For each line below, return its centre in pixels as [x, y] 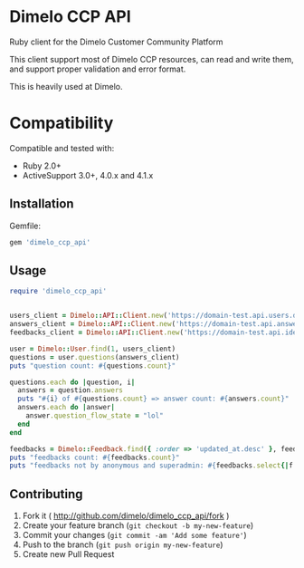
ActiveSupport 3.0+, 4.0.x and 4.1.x [88, 175]
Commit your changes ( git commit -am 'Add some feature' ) [134, 535]
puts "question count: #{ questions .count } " [93, 366]
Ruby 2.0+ [42, 166]
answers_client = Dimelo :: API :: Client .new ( [93, 324]
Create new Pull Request [68, 554]
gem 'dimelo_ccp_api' [50, 242]
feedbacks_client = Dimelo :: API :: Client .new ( [96, 332]
